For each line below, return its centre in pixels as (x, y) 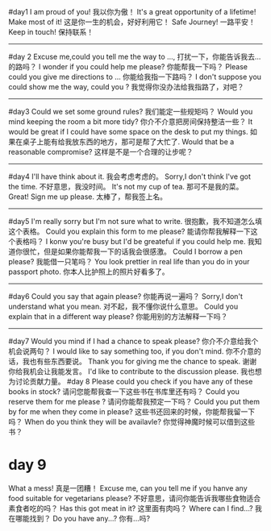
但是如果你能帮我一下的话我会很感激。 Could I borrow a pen (143, 251)
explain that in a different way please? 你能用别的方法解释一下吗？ (118, 316)
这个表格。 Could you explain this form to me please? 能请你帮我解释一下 (130, 231)
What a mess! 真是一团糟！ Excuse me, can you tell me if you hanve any (128, 488)
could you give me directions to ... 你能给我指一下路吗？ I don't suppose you (135, 77)
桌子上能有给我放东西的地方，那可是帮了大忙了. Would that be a (128, 142)
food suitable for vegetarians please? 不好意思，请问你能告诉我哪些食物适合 (135, 498)
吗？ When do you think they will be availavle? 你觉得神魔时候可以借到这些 (132, 422)
